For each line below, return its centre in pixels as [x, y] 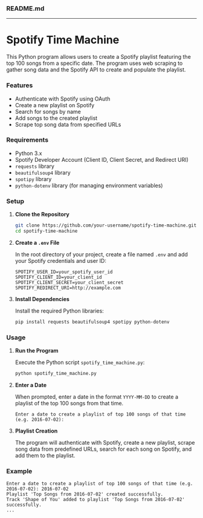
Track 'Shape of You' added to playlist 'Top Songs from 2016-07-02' [96, 500]
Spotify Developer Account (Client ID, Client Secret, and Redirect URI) [102, 159]
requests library [34, 166]
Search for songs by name [48, 111]
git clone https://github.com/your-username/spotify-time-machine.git [106, 225]
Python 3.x [28, 153]
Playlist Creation [36, 431]
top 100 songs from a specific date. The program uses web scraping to [95, 63]
